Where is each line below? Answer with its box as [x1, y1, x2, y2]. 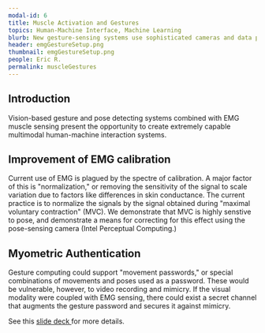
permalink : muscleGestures [8, 63, 97, 71]
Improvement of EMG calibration [8, 152, 171, 166]
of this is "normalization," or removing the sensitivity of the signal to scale [8, 182, 248, 192]
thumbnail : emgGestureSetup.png [8, 48, 114, 56]
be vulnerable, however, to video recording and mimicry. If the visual [8, 285, 231, 294]
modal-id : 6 [8, 11, 47, 20]
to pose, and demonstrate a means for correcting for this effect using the [8, 215, 246, 225]
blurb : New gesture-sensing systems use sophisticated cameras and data [8, 33, 252, 42]
